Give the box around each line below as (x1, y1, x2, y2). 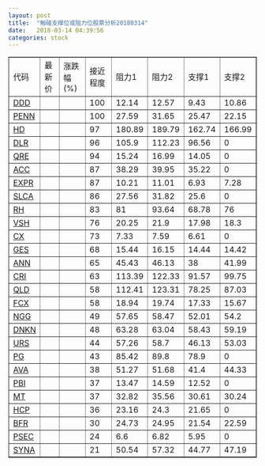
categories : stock (8, 33, 69, 42)
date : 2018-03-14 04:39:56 (8, 26, 104, 34)
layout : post (8, 11, 51, 20)
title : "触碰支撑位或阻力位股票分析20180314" (8, 19, 148, 27)
